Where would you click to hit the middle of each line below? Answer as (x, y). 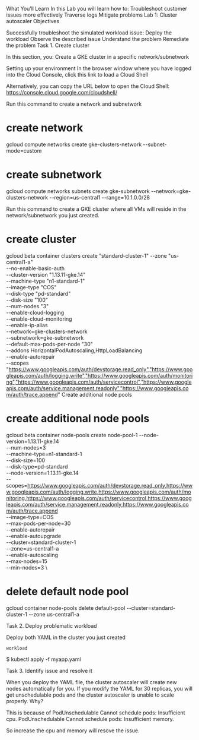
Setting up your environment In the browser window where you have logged (99, 68)
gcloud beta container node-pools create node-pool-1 (72, 435)
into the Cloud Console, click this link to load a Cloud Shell (77, 75)
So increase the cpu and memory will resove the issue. (73, 730)
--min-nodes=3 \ (27, 567)
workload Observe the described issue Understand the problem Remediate (98, 39)
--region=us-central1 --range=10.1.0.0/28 (99, 197)
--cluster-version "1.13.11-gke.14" (46, 274)
